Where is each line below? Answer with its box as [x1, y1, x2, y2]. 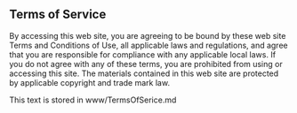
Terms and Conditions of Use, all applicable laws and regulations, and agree [9, 40, 288, 50]
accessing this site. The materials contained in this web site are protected [9, 68, 279, 79]
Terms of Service [9, 7, 107, 22]
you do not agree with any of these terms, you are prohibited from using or [9, 58, 283, 69]
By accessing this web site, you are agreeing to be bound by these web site [9, 30, 286, 41]
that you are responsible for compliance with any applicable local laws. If [9, 49, 277, 60]
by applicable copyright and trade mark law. [9, 77, 171, 87]
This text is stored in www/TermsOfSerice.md [9, 94, 177, 105]
